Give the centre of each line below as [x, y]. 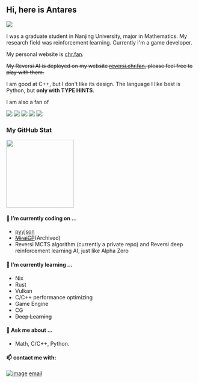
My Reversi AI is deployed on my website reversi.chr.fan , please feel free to [99, 66]
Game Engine [32, 304]
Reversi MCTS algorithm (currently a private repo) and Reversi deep [99, 244]
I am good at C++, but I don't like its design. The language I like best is [93, 84]
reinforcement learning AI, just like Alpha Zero [72, 251]
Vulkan [23, 291]
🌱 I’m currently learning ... [40, 264]
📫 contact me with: [31, 358]
